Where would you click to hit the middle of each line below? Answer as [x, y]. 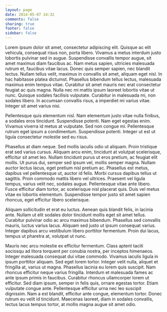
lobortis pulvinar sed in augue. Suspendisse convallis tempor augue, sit [78, 58]
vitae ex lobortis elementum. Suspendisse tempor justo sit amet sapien [78, 194]
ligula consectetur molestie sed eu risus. [47, 137]
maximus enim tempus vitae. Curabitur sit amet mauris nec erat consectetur [83, 85]
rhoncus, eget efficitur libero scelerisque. [48, 200]
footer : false [20, 29]
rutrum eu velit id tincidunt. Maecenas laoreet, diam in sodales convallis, [79, 299]
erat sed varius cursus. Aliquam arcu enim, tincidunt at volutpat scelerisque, [83, 152]
